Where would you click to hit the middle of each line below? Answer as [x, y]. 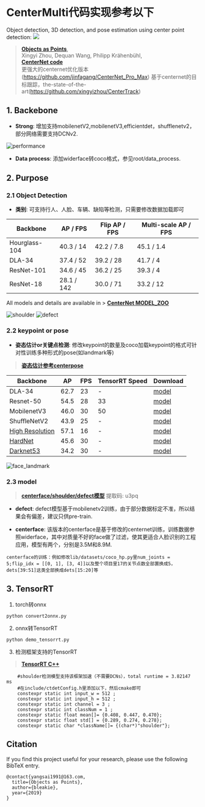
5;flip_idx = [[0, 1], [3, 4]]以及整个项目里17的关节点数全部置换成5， [91, 564]
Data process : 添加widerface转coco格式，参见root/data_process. [98, 158]
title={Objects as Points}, [48, 782]
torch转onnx [31, 604]
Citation [22, 744]
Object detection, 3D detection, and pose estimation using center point [95, 30]
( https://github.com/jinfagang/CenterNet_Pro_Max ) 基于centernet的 [106, 76]
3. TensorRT [30, 589]
